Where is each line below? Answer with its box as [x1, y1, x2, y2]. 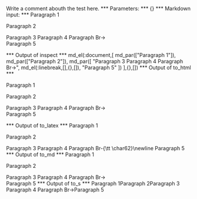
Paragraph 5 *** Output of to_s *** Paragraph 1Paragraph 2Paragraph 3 [6, 180, 180, 187]
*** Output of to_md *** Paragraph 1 [6, 151, 95, 158]
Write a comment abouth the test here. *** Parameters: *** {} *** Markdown [6, 5, 191, 12]
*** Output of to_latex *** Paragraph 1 [6, 122, 98, 129]
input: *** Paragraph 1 [6, 11, 60, 18]
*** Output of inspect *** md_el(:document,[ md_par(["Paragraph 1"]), [6, 52, 176, 58]
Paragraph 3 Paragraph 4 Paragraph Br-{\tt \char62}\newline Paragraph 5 [6, 145, 185, 151]
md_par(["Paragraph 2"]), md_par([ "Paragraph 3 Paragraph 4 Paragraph [6, 58, 183, 65]
